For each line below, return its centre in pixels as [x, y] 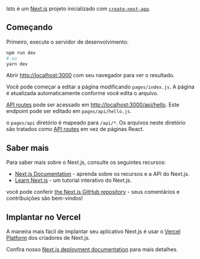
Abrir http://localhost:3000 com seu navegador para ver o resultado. [90, 75]
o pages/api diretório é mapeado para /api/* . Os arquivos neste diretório [96, 123]
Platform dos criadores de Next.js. [48, 238]
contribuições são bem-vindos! [45, 198]
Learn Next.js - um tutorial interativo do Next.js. [73, 180]
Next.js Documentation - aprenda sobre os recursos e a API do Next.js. [102, 174]
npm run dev [21, 53]
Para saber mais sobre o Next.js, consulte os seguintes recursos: [86, 162]
